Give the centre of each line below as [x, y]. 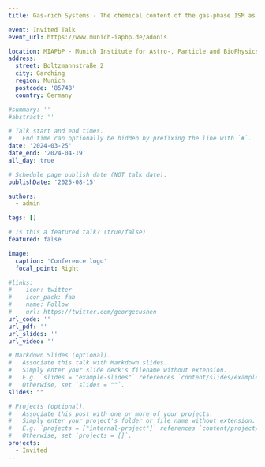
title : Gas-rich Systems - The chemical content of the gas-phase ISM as [132, 15]
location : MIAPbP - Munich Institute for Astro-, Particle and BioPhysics [134, 51]
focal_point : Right [47, 268]
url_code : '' [30, 319]
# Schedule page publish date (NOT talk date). [88, 174]
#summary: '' [30, 110]
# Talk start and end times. [56, 131]
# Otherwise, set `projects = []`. [70, 436]
